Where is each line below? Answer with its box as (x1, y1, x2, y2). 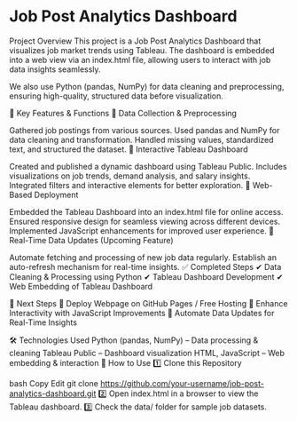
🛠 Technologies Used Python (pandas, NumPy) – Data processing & (9, 335, 259, 346)
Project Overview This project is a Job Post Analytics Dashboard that (9, 36, 262, 46)
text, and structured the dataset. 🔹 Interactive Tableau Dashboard (9, 144, 248, 155)
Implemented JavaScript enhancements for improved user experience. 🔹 (9, 225, 275, 236)
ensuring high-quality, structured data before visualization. (9, 91, 224, 101)
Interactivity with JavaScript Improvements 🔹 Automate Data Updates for (9, 307, 275, 318)
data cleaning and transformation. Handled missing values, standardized (9, 134, 274, 145)
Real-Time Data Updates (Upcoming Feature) (9, 234, 175, 245)
